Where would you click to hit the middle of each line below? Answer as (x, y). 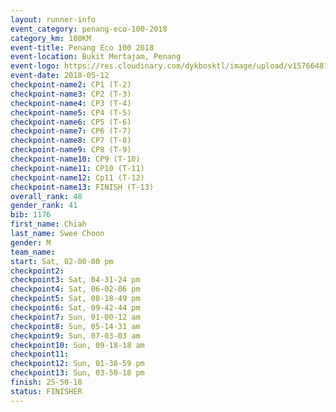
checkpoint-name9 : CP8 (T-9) (71, 150)
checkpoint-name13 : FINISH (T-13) (82, 187)
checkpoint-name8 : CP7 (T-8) (71, 141)
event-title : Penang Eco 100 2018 (82, 47)
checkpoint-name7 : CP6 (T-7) (71, 131)
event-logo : (35, 66)
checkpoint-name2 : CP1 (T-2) (71, 85)
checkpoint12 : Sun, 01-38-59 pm (77, 364)
